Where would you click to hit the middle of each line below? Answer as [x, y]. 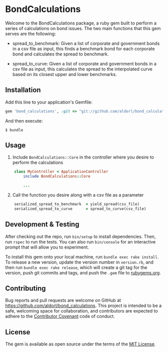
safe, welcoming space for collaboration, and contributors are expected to [82, 311]
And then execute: [24, 120]
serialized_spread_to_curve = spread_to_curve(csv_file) [80, 208]
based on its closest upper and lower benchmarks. [64, 74]
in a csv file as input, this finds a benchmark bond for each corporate [83, 48]
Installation [23, 90]
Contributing [25, 288]
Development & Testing [42, 224]
